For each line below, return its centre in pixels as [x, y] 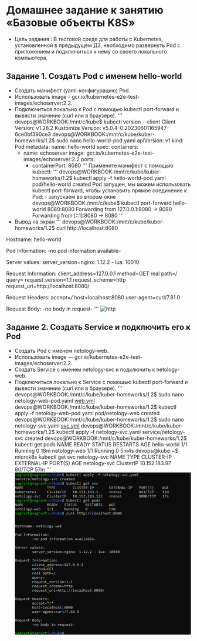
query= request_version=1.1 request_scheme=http [66, 279]
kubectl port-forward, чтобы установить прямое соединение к [110, 190]
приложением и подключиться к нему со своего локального [91, 51]
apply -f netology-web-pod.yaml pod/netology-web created [87, 413]
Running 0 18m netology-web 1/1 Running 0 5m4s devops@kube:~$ [96, 450]
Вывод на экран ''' [38, 222]
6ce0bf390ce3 [33, 134]
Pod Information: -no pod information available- [64, 251]
